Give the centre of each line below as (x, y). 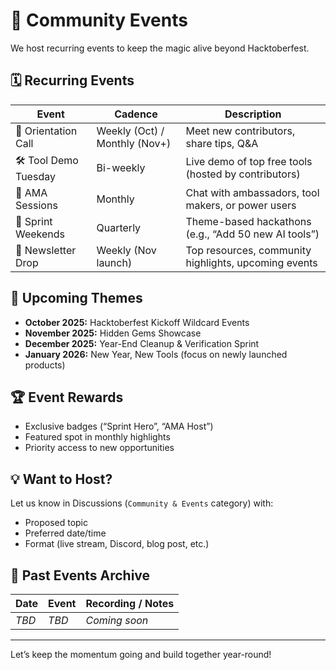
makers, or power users (241, 205)
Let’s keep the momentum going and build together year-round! (141, 654)
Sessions (36, 205)
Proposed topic (56, 523)
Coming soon (117, 620)
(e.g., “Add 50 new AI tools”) (252, 234)
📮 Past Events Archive (80, 575)
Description (253, 114)
